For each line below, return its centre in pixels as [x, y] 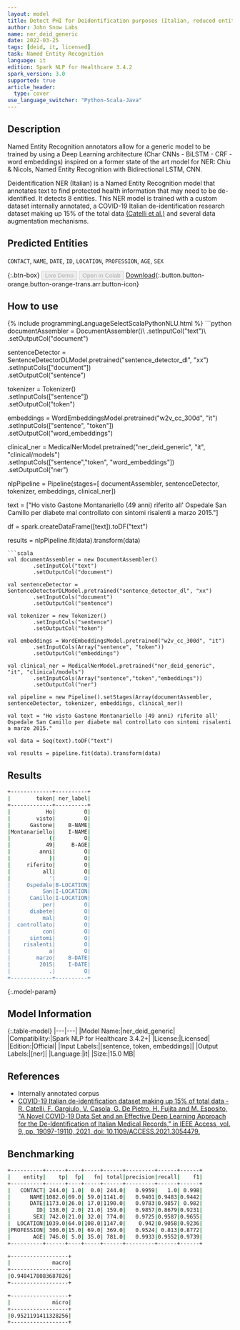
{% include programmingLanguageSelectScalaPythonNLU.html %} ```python [120, 324]
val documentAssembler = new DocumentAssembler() [83, 560]
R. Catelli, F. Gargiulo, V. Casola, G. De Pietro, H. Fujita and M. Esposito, [122, 1109]
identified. [22, 198]
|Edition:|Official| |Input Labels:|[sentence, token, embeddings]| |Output [113, 1046]
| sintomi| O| [49, 938]
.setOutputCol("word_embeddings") [60, 434]
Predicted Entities [48, 244]
